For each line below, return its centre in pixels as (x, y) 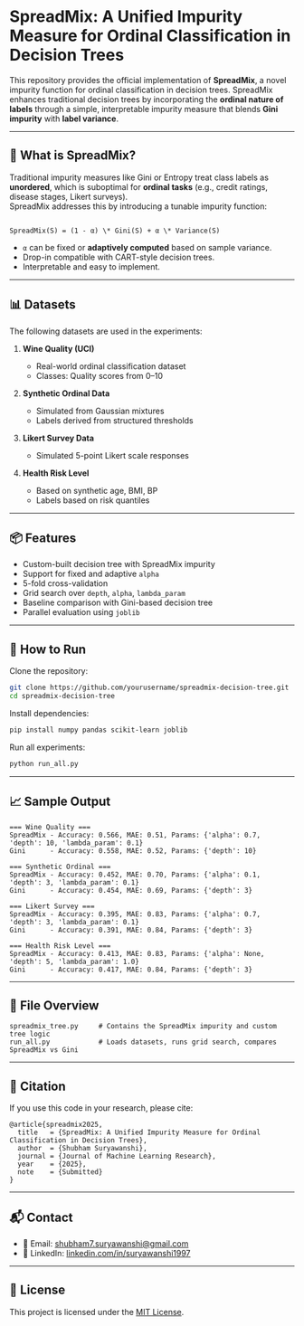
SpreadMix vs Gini (44, 1050)
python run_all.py (44, 763)
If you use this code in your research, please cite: (101, 1108)
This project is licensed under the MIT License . (97, 1312)
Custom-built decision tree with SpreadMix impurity (119, 564)
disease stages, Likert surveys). (69, 196)
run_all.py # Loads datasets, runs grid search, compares (143, 1042)
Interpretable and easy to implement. (91, 266)
